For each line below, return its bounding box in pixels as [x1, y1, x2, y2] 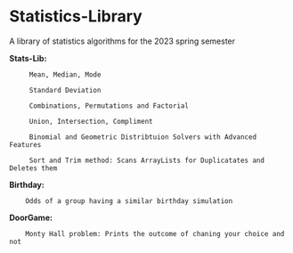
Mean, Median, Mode [28, 69, 102, 79]
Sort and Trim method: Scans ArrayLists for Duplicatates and [28, 156, 265, 165]
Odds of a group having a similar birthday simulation [25, 196, 233, 206]
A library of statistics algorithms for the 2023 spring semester [9, 36, 236, 46]
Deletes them [9, 163, 58, 173]
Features [9, 140, 42, 149]
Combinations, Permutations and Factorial [28, 101, 190, 110]
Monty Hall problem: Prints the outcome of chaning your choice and [25, 229, 285, 238]
